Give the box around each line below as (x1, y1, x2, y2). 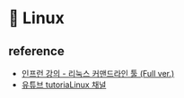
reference (8, 44, 65, 59)
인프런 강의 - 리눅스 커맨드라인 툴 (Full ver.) (21, 69, 175, 78)
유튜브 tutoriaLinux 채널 (21, 79, 107, 90)
